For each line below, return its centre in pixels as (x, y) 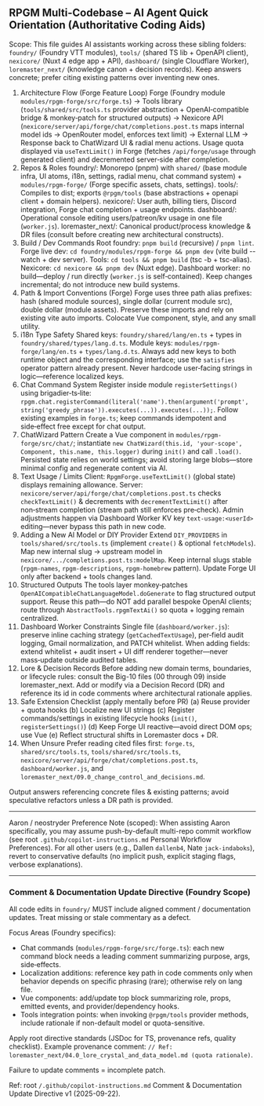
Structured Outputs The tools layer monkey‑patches (104, 585)
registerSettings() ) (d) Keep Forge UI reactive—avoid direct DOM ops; (136, 726)
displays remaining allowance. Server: (81, 484)
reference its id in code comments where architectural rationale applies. (136, 693)
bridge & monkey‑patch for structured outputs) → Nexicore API (122, 118)
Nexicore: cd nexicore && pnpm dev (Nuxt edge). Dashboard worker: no (135, 268)
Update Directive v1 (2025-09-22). (65, 1093)
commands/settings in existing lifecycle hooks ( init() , (108, 718)
